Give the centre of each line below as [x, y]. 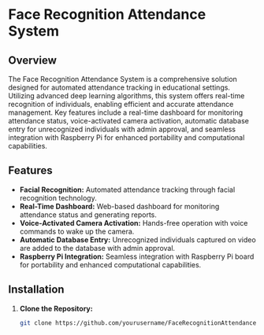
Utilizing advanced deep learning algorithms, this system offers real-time [126, 96]
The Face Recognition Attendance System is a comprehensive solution [123, 79]
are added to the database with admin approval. [97, 248]
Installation [36, 290]
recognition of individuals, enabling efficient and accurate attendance [121, 104]
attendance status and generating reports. [88, 215]
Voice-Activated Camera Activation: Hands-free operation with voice [134, 223]
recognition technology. [58, 197]
